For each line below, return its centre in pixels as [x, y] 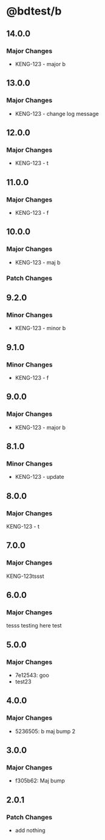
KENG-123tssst [25, 576]
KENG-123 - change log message [57, 113]
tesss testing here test [34, 626]
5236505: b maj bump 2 [45, 731]
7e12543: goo [32, 676]
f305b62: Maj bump [40, 781]
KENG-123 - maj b [38, 262]
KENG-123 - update [40, 477]
